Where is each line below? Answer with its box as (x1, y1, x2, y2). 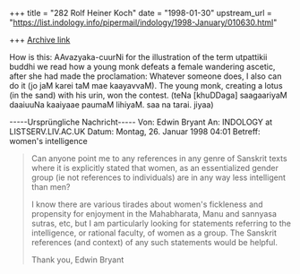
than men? (30, 182, 71, 192)
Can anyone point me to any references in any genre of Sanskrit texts (30, 153, 288, 164)
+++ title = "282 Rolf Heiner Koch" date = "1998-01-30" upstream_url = (9, 8, 273, 18)
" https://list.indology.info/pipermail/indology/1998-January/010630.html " (9, 17, 278, 28)
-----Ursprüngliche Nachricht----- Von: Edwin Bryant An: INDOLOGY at (9, 116, 273, 127)
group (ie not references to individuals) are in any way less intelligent (30, 172, 287, 183)
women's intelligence (9, 136, 88, 146)
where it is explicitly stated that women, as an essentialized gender (30, 163, 279, 173)
